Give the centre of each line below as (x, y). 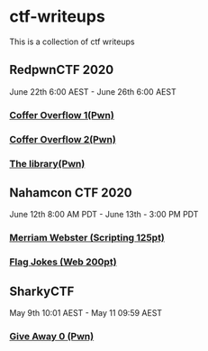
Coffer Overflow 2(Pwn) (63, 139)
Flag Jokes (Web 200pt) (63, 262)
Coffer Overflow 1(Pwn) (62, 115)
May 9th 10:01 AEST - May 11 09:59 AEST (86, 312)
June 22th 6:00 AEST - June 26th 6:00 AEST (93, 91)
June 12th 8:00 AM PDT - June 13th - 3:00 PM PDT (104, 215)
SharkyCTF (42, 291)
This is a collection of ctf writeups (72, 42)
